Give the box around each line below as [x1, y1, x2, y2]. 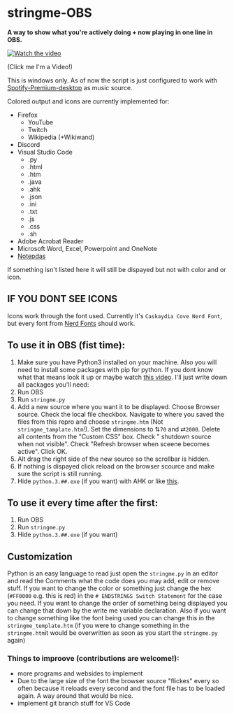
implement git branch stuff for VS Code [17, 699, 131, 708]
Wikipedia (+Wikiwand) [27, 133, 95, 141]
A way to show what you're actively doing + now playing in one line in [7, 28, 213, 36]
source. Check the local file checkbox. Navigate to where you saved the [17, 410, 225, 418]
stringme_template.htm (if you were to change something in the [7, 621, 190, 630]
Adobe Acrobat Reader [17, 236, 84, 245]
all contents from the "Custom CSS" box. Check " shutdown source [17, 432, 212, 441]
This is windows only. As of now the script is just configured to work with [7, 76, 218, 85]
